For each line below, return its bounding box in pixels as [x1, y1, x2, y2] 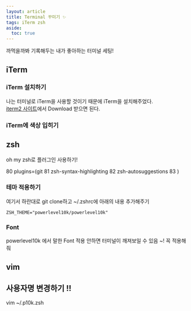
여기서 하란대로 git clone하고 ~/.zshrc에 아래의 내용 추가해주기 [6, 198, 150, 205]
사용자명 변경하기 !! [6, 283, 72, 293]
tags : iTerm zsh [6, 19, 46, 25]
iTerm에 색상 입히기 [6, 121, 59, 129]
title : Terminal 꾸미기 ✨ [6, 14, 67, 20]
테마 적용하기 [6, 183, 41, 191]
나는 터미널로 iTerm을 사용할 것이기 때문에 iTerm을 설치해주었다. [6, 97, 154, 104]
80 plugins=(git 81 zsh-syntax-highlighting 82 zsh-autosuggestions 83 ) [6, 168, 179, 175]
